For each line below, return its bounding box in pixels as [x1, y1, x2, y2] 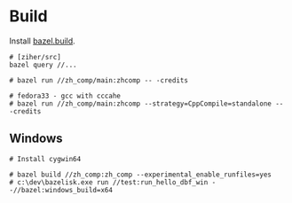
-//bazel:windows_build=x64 [9, 185, 114, 194]
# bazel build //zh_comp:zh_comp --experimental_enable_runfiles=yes [9, 170, 272, 179]
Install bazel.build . [9, 35, 75, 46]
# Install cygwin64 [9, 154, 82, 163]
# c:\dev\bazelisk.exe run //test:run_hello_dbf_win [9, 177, 209, 187]
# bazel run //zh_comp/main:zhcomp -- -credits [9, 75, 189, 85]
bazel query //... [9, 60, 77, 69]
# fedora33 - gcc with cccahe [9, 91, 122, 100]
